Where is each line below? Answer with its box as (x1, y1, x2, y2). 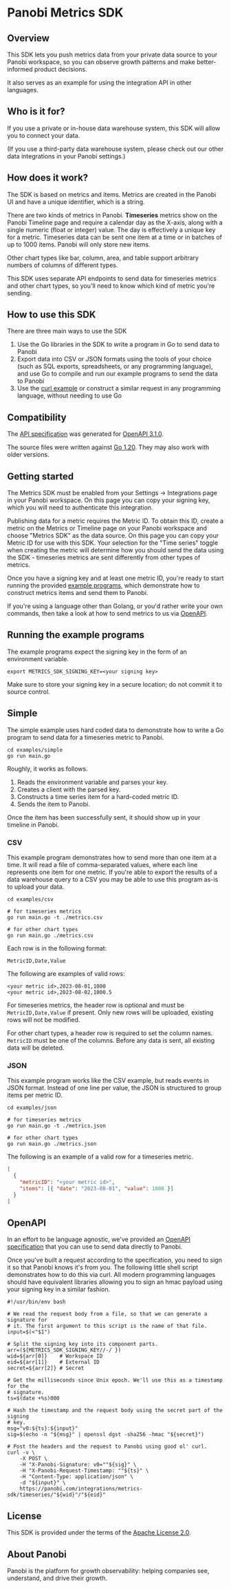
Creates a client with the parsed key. (16, 785, 121, 793)
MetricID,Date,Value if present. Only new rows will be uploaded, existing (7, 1008, 214, 1017)
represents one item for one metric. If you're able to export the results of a (7, 868, 218, 876)
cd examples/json (7, 1104, 57, 1112)
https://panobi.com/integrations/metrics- (19, 1486, 143, 1493)
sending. (7, 289, 32, 297)
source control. (7, 687, 50, 696)
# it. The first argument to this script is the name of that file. (7, 1322, 208, 1330)
